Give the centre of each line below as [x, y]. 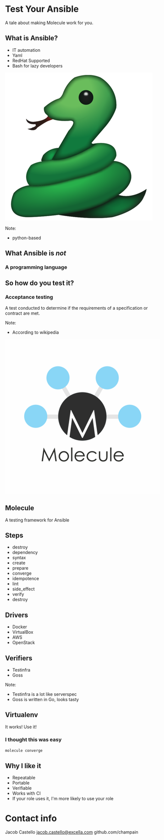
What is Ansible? [31, 38]
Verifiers [19, 658]
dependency [25, 552]
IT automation [26, 50]
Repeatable [24, 777]
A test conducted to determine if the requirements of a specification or [77, 308]
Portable [21, 783]
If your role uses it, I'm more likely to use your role [63, 798]
